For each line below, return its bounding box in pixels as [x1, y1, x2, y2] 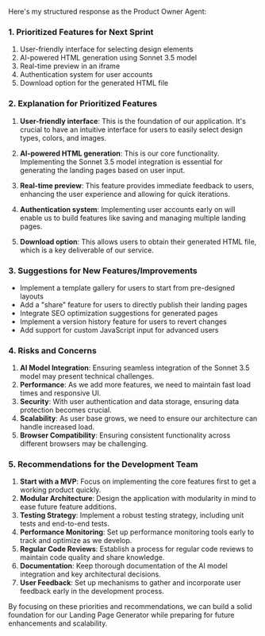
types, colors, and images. [19, 133, 107, 142]
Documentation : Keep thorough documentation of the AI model [19, 561, 228, 571]
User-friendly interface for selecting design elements [19, 44, 194, 54]
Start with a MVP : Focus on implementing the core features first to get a [19, 476, 256, 487]
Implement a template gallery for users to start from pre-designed [19, 283, 236, 292]
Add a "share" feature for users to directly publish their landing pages [19, 299, 248, 309]
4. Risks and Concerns [8, 345, 97, 356]
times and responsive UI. [19, 388, 102, 398]
